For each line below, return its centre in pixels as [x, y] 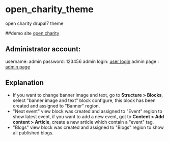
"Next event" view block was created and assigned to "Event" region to [88, 111]
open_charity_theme [50, 9]
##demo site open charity [32, 33]
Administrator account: [43, 49]
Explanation [25, 83]
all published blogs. [33, 132]
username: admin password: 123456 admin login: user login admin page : [82, 61]
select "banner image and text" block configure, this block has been [84, 100]
